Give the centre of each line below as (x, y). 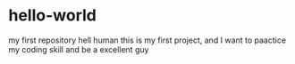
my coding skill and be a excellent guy (79, 49)
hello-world (53, 16)
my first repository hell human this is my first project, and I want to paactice (147, 40)
